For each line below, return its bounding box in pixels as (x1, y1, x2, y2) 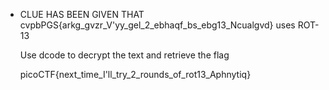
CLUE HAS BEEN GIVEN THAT (19, 9, 145, 20)
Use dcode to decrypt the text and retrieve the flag (19, 49, 230, 61)
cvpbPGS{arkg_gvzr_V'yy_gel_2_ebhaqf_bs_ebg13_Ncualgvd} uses (19, 19, 296, 31)
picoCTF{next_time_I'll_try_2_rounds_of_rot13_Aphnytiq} (19, 69, 252, 80)
